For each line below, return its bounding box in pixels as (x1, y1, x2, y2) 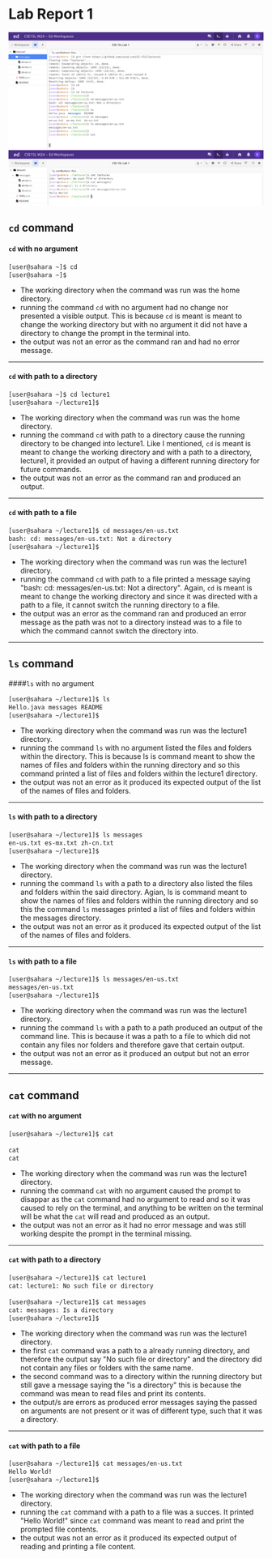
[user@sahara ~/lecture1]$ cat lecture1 (8, 1274, 147, 1282)
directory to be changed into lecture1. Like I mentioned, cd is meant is (19, 438, 251, 448)
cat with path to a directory (8, 1254, 101, 1264)
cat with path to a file (8, 1441, 81, 1450)
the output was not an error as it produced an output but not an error (19, 1049, 249, 1059)
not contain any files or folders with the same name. (19, 1363, 194, 1373)
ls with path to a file (8, 956, 77, 966)
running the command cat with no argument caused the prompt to (19, 1186, 241, 1195)
